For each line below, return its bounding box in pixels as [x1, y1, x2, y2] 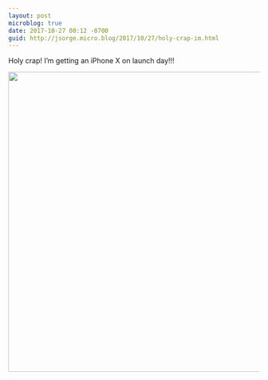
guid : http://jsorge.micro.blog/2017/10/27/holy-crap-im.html [8, 34, 219, 42]
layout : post [8, 11, 52, 20]
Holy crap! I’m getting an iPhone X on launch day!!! [8, 56, 175, 66]
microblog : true [8, 19, 62, 27]
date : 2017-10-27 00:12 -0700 [8, 26, 109, 34]
